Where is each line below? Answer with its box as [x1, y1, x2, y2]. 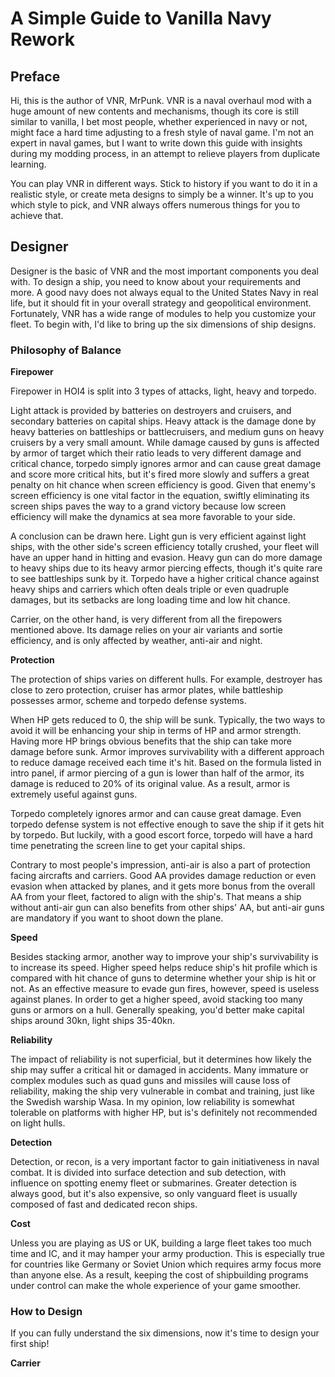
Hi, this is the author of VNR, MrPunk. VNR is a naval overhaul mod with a [10, 95, 312, 106]
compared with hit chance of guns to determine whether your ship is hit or [10, 972, 317, 984]
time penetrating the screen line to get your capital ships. [10, 840, 246, 852]
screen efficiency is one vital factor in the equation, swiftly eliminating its [10, 490, 310, 502]
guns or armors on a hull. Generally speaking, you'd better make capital [10, 1004, 305, 1016]
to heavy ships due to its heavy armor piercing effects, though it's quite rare [10, 562, 323, 574]
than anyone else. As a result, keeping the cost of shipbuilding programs [10, 1269, 309, 1281]
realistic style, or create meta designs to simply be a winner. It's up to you [10, 188, 314, 200]
